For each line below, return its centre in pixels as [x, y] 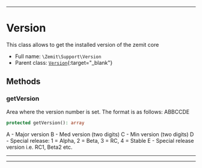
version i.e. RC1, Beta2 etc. [39, 147]
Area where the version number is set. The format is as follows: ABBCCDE [98, 112]
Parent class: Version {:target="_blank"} [64, 62]
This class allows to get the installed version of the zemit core [83, 44]
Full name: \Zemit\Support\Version [58, 56]
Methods [23, 82]
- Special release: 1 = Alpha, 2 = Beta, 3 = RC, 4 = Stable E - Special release [100, 140]
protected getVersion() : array [45, 123]
